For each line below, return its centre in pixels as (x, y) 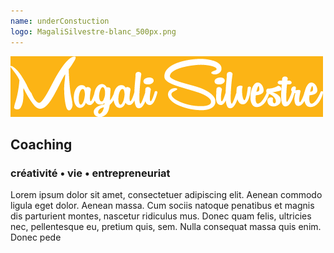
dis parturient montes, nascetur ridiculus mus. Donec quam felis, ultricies (161, 216)
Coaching (41, 144)
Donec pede (36, 237)
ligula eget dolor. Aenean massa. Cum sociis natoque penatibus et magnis (162, 206)
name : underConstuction (60, 21)
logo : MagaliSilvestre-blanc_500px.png (93, 31)
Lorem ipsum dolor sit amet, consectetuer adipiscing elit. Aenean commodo (166, 195)
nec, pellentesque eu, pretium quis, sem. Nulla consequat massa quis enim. (166, 227)
